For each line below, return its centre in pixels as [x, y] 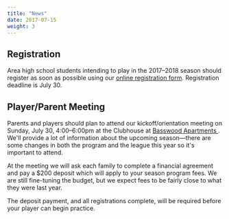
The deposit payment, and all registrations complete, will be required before [114, 201]
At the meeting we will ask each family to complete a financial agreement [110, 166]
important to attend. [35, 152]
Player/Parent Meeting [56, 107]
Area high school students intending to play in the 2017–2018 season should [114, 71]
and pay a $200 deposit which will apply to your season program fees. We [112, 173]
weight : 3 [21, 26]
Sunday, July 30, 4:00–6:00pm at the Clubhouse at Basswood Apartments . [114, 130]
